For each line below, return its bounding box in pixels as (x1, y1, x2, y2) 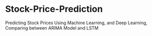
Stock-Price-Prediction (5, 3, 103, 15)
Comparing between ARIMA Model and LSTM (5, 25, 99, 31)
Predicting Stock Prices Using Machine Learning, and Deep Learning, (5, 20, 148, 26)
